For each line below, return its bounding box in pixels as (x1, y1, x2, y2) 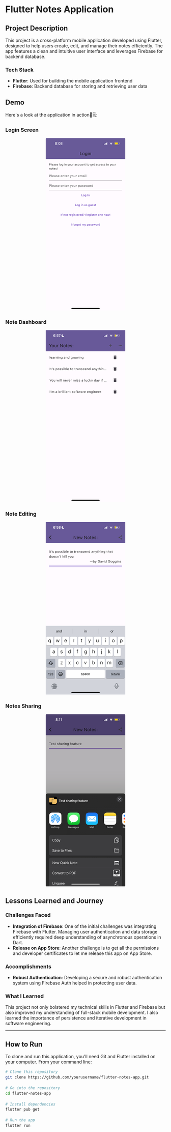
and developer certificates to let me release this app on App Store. (12, 950, 152, 956)
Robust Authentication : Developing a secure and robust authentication (12, 975, 162, 981)
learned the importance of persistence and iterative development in (5, 1015, 147, 1021)
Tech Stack (5, 66, 34, 73)
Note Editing (5, 511, 37, 518)
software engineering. (5, 1021, 52, 1027)
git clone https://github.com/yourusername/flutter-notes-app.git (5, 1075, 149, 1080)
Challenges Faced (5, 912, 51, 919)
